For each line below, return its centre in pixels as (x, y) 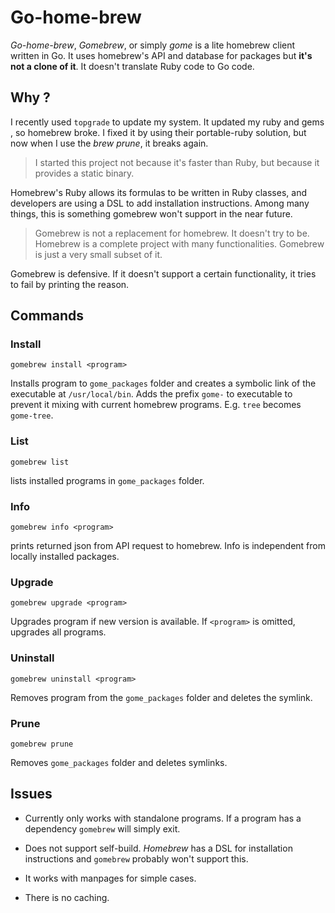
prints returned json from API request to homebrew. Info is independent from (168, 546)
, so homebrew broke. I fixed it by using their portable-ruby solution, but (158, 132)
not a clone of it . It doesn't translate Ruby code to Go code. (132, 66)
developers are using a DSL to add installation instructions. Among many (160, 203)
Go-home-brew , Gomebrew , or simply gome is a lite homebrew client (153, 45)
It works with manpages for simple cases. (110, 878)
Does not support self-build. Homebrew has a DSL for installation (158, 848)
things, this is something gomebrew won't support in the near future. (151, 213)
